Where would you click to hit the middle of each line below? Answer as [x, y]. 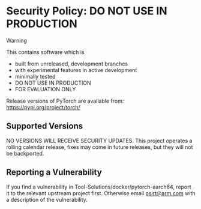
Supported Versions [44, 126]
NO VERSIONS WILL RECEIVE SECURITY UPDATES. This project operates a [99, 141]
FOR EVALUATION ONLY [45, 89]
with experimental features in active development [76, 70]
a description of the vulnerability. [47, 199]
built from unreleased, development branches [71, 64]
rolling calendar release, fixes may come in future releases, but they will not [100, 147]
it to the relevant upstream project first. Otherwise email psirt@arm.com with [101, 193]
